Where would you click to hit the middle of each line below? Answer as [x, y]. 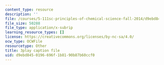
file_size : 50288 [23, 23]
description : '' [21, 14]
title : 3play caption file [32, 50]
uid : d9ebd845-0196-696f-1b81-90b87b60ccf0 [50, 55]
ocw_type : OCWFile [24, 42]
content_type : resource [29, 10]
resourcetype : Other [26, 46]
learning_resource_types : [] [35, 32]
